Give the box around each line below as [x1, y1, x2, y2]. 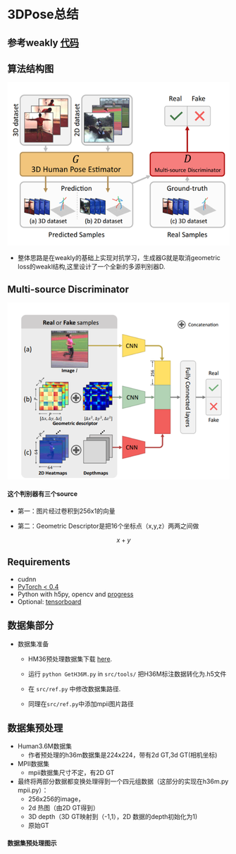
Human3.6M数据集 [17, 742, 73, 750]
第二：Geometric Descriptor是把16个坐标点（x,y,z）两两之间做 [17, 521, 199, 530]
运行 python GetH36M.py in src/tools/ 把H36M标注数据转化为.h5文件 [27, 669, 227, 678]
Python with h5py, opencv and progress [17, 590, 134, 598]
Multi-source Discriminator [7, 283, 129, 295]
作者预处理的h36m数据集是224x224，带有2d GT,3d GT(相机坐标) [27, 751, 218, 760]
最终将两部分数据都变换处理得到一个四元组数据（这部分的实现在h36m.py [17, 777, 229, 786]
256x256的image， [27, 795, 85, 803]
